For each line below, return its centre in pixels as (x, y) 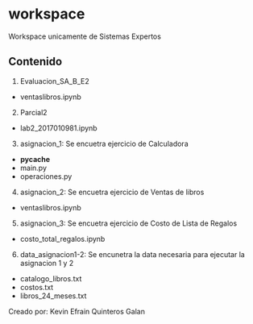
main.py (33, 168)
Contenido (35, 62)
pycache (35, 159)
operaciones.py (46, 176)
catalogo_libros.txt (51, 278)
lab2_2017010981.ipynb (59, 128)
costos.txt (37, 287)
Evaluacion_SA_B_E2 (55, 81)
